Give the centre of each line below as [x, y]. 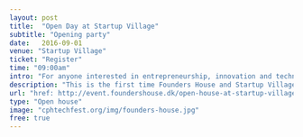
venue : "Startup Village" [58, 51]
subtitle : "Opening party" [60, 34]
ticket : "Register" [46, 59]
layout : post [34, 18]
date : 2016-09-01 [46, 43]
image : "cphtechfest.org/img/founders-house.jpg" [105, 110]
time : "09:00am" [40, 68]
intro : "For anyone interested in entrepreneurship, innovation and [141, 77]
